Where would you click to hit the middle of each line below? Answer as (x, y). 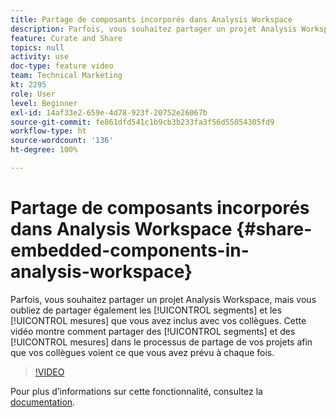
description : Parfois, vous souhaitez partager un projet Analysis (154, 29)
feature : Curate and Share (66, 38)
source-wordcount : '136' (62, 141)
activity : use (40, 57)
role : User (33, 94)
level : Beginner (44, 103)
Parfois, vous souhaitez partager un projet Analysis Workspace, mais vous (163, 299)
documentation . (43, 402)
